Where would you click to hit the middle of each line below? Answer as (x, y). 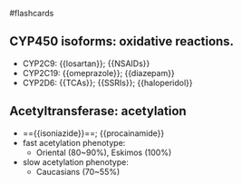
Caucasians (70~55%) (78, 171)
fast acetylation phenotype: (74, 142)
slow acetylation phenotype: (75, 161)
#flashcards (32, 13)
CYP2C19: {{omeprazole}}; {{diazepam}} (98, 73)
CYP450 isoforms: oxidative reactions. (121, 41)
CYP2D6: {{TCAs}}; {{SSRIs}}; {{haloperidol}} (107, 83)
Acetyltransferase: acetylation (98, 111)
